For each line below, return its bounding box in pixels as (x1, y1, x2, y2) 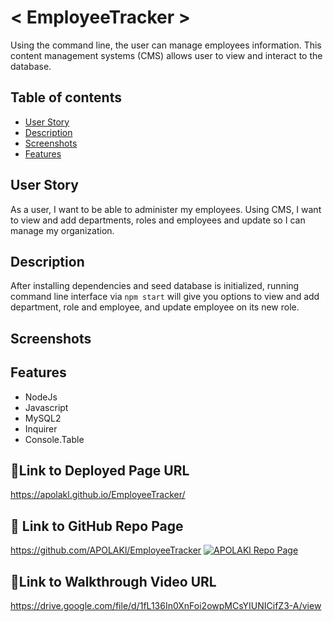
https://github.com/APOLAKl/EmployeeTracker (10, 544, 202, 556)
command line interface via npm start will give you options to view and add (10, 291, 320, 303)
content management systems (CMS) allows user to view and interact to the (10, 49, 323, 61)
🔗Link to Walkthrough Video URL (10, 573, 217, 590)
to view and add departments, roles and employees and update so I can (10, 214, 306, 226)
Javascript (24, 401, 69, 413)
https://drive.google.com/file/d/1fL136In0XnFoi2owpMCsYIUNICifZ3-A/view (10, 600, 322, 612)
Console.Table (24, 433, 85, 445)
